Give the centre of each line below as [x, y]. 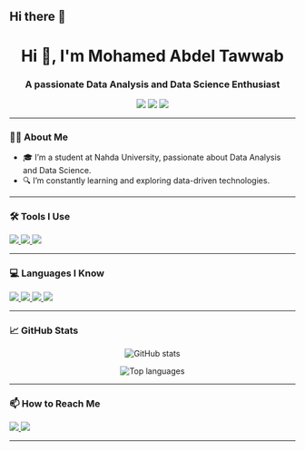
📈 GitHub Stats [44, 330]
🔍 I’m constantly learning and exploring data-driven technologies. [146, 181]
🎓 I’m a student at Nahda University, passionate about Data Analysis [152, 157]
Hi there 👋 [38, 17]
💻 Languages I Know [57, 273]
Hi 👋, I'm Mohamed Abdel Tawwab [152, 56]
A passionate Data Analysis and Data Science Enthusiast [152, 84]
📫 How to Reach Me [55, 403]
